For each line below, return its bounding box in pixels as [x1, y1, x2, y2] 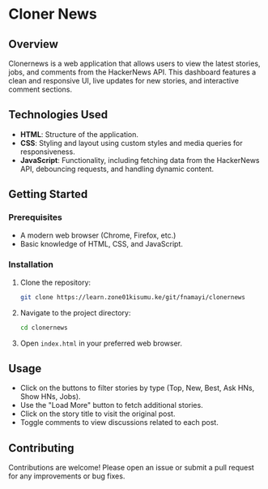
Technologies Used [8, 108, 108, 122]
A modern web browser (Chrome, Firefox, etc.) [19, 230, 177, 240]
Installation [8, 259, 54, 270]
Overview [8, 37, 59, 51]
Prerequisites [8, 212, 62, 223]
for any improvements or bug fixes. [8, 471, 125, 481]
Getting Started [8, 187, 88, 201]
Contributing [8, 441, 74, 455]
